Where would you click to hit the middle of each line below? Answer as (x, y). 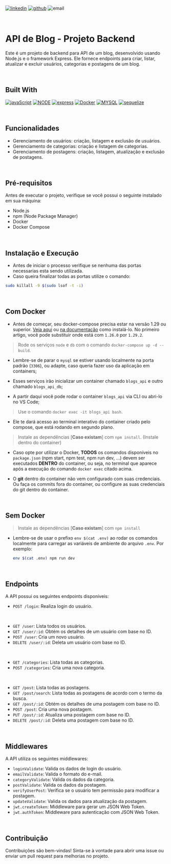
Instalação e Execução (42, 253)
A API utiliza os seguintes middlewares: (47, 759)
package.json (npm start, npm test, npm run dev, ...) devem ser (79, 458)
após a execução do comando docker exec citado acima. (73, 468)
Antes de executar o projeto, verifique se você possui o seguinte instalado (84, 195)
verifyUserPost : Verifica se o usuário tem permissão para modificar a (86, 790)
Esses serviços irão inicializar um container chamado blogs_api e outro (88, 381)
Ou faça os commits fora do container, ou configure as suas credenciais (89, 484)
